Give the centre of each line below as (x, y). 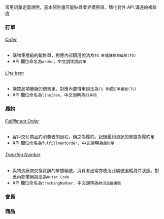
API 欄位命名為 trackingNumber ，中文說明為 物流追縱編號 (66, 183)
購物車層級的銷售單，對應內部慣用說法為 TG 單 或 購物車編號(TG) (74, 55)
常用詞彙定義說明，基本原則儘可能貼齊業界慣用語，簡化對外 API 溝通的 (77, 7)
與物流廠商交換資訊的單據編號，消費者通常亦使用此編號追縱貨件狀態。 (83, 170)
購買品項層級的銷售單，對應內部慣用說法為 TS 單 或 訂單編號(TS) (74, 89)
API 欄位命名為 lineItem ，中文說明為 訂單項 (54, 95)
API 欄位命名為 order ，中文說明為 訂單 (49, 62)
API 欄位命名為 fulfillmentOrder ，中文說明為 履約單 (63, 143)
